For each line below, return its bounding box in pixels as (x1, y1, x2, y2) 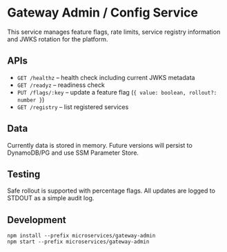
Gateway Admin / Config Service (7, 5, 199, 21)
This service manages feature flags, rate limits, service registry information (7, 28, 221, 36)
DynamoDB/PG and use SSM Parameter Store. (7, 148, 139, 157)
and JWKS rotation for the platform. (7, 35, 108, 43)
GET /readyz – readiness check (17, 81, 105, 89)
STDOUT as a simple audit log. (7, 194, 95, 202)
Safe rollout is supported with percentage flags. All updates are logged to (7, 186, 216, 195)
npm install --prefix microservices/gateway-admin (7, 233, 156, 240)
